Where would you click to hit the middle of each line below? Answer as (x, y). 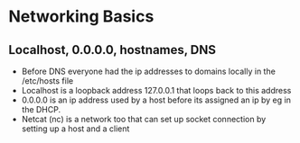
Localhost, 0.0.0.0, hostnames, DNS (112, 50)
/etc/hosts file (47, 81)
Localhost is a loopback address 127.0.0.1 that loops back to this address (156, 90)
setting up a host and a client (75, 129)
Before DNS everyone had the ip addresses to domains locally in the (149, 71)
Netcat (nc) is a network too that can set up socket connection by (144, 119)
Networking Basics (81, 17)
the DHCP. (41, 109)
